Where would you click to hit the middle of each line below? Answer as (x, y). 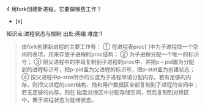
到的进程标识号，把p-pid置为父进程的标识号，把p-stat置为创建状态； (108, 69)
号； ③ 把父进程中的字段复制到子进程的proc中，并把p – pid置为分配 (108, 62)
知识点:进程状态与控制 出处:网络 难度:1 (54, 33)
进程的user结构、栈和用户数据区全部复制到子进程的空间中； (123, 85)
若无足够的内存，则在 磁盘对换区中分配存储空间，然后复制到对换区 (105, 92)
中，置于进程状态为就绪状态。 (59, 100)
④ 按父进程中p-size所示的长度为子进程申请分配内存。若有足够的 (103, 77)
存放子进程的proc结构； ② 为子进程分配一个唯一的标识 (129, 54)
